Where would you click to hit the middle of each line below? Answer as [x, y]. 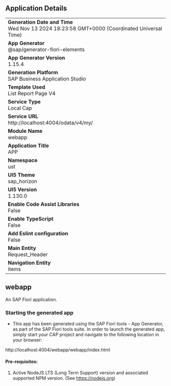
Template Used [27, 87]
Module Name [25, 131]
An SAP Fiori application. [31, 299]
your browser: [27, 340]
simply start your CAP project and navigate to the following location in [86, 334]
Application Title [28, 146]
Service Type [24, 101]
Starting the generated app [39, 313]
